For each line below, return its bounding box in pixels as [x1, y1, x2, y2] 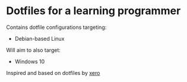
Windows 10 [14, 58, 45, 65]
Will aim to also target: [6, 46, 61, 54]
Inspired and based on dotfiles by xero [6, 69, 100, 76]
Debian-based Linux [14, 35, 65, 42]
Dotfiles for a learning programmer [6, 4, 181, 18]
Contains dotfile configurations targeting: [6, 24, 107, 31]
